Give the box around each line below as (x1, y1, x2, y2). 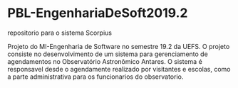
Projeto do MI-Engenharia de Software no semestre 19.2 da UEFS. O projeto (7, 42, 230, 50)
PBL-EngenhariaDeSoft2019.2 (7, 5, 188, 21)
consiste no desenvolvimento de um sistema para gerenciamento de (7, 50, 208, 58)
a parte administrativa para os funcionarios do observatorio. (7, 72, 184, 81)
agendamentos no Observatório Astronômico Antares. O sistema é (7, 57, 203, 65)
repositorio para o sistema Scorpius (7, 28, 113, 37)
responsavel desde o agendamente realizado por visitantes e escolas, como (7, 65, 231, 73)
